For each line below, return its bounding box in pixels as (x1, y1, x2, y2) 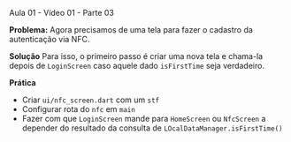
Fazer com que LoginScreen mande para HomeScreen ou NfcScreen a (21, 114, 266, 123)
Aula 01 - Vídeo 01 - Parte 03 (9, 8, 115, 18)
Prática (9, 78, 37, 87)
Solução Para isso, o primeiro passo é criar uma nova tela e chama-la (9, 51, 264, 61)
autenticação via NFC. (9, 34, 90, 44)
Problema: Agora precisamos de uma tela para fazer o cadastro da (9, 25, 254, 34)
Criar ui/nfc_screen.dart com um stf (21, 94, 160, 105)
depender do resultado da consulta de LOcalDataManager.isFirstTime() (21, 123, 283, 133)
